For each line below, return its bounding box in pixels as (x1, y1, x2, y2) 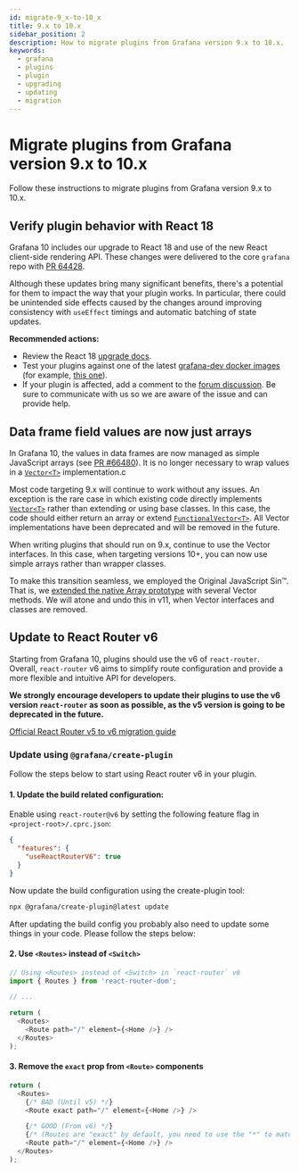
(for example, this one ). (21, 370, 109, 380)
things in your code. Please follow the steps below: (9, 927, 196, 938)
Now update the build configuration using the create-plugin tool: (9, 885, 245, 895)
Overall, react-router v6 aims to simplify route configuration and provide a (9, 662, 283, 674)
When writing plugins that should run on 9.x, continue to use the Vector (9, 539, 271, 550)
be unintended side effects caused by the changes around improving (9, 297, 263, 308)
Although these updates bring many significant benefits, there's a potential (9, 278, 283, 289)
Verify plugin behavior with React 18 (9, 218, 214, 233)
